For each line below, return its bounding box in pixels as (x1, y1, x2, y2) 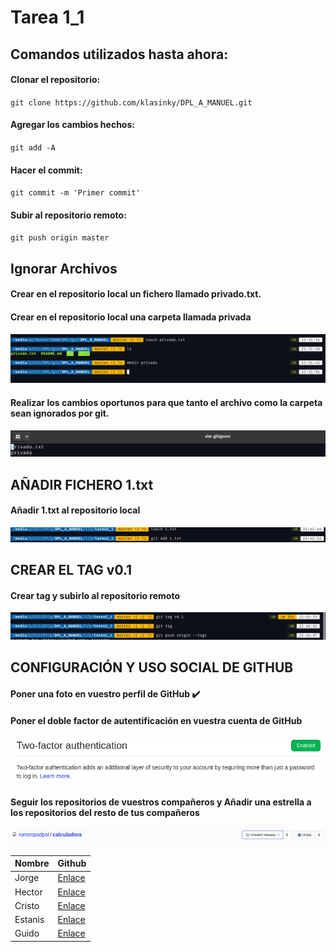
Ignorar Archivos (10, 260, 118, 277)
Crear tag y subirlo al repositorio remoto (10, 589, 181, 601)
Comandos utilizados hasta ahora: (10, 46, 229, 63)
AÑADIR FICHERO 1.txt (10, 476, 154, 493)
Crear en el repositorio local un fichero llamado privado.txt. (10, 288, 262, 300)
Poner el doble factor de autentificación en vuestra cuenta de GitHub (10, 714, 303, 726)
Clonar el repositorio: (10, 74, 101, 86)
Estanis (14, 914, 45, 926)
